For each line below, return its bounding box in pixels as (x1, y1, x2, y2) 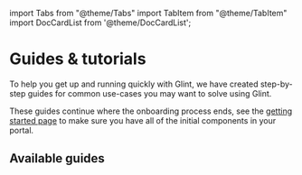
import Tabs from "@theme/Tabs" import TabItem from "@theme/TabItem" (9, 8, 288, 18)
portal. (9, 124, 34, 135)
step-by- (260, 78, 293, 89)
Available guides (9, 151, 106, 166)
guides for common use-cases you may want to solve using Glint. (27, 87, 272, 98)
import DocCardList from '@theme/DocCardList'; (9, 17, 192, 28)
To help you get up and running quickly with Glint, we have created (9, 78, 259, 89)
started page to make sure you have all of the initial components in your (9, 115, 277, 125)
